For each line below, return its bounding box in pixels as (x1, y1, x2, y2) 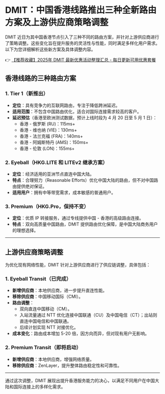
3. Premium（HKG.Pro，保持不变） (5, 203, 89, 210)
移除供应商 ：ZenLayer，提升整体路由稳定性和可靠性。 (12, 362, 122, 368)
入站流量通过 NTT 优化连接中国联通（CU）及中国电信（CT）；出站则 (19, 312, 157, 318)
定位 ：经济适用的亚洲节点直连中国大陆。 (12, 171, 94, 177)
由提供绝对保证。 (12, 183, 47, 189)
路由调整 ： (12, 300, 34, 306)
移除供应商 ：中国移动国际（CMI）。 (12, 294, 83, 299)
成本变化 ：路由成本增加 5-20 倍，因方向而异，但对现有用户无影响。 (12, 330, 150, 336)
